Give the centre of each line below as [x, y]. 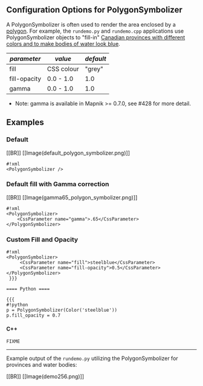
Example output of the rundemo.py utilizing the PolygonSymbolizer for [92, 358]
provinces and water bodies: [42, 365]
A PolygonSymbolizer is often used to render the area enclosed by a [91, 24]
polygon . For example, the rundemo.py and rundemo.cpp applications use [95, 31]
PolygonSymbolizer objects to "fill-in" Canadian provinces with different [96, 37]
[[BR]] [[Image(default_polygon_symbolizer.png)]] [68, 153]
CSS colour [63, 69]
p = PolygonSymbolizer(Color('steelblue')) [62, 310]
